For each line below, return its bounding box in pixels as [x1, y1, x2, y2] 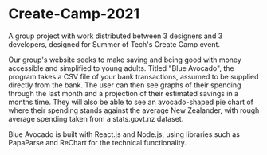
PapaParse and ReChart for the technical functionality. [8, 138, 187, 147]
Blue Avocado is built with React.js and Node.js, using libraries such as [8, 129, 241, 139]
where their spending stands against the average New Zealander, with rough [8, 105, 260, 115]
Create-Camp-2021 [8, 5, 140, 23]
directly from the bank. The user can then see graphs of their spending [8, 80, 241, 90]
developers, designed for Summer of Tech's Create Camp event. [8, 39, 221, 48]
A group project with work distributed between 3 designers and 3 [8, 31, 223, 41]
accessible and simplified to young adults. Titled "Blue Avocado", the [8, 63, 234, 72]
